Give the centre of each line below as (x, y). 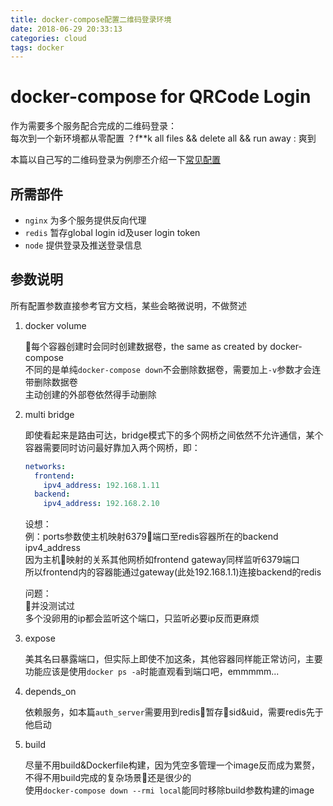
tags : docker (37, 47)
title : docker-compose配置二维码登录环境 (91, 19)
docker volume (55, 325)
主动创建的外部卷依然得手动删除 (90, 394)
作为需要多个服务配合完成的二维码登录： (93, 126)
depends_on (50, 692)
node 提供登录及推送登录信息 (83, 245)
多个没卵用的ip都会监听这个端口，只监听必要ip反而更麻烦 (142, 618)
